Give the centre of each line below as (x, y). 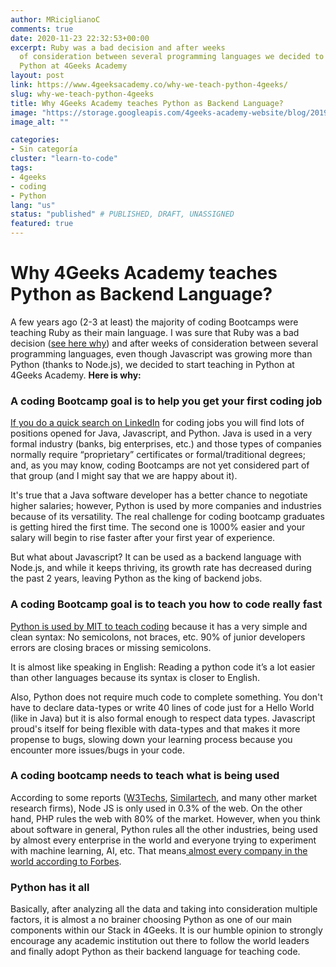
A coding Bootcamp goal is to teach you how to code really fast (166, 604)
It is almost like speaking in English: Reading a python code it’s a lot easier (163, 667)
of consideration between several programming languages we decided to (172, 57)
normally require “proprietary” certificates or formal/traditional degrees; (158, 455)
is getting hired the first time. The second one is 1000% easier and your (158, 527)
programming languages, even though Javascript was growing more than (161, 353)
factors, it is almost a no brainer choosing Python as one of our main (151, 920)
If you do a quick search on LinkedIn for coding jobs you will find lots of (157, 423)
